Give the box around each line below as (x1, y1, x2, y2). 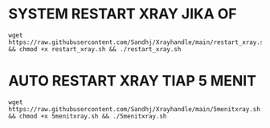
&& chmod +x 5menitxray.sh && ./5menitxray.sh (8, 112, 167, 120)
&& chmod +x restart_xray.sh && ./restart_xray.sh (8, 45, 182, 53)
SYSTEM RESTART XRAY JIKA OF (8, 5, 237, 23)
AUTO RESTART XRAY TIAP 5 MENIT (8, 72, 257, 90)
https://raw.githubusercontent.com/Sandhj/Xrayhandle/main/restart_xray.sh (8, 38, 268, 46)
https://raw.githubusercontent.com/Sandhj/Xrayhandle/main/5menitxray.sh (8, 105, 261, 113)
